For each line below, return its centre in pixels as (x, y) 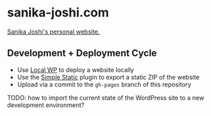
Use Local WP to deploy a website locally (75, 69)
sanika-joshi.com (58, 13)
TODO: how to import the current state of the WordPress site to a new (106, 97)
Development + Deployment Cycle (82, 53)
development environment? (46, 105)
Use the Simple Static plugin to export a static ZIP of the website (108, 77)
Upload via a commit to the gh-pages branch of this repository (104, 84)
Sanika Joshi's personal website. (54, 32)
